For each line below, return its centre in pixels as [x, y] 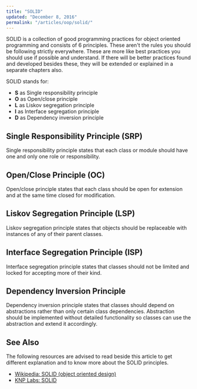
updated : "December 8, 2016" [42, 17]
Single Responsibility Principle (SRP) [74, 136]
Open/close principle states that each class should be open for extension [94, 189]
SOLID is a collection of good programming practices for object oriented [93, 39]
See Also [23, 342]
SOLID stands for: [27, 81]
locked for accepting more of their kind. [54, 272]
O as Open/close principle [46, 99]
